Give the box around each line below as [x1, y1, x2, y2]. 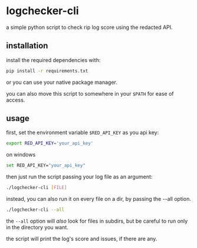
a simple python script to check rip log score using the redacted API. [6, 24, 173, 31]
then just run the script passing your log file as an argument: [6, 173, 153, 181]
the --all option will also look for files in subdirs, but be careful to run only [6, 217, 188, 224]
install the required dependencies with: [6, 56, 101, 63]
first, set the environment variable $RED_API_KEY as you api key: [6, 129, 159, 136]
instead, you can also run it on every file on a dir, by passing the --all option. [6, 195, 192, 203]
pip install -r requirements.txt [6, 68, 88, 74]
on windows [6, 151, 36, 158]
